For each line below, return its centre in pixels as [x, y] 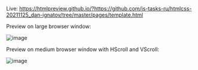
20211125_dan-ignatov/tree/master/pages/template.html [75, 15]
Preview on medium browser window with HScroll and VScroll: [83, 49]
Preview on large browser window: [49, 26]
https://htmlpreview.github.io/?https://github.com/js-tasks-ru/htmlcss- [106, 9]
